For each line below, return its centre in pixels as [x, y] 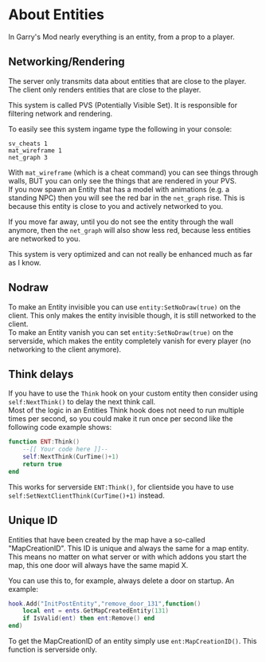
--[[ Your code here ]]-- [66, 449]
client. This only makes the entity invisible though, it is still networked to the [132, 315]
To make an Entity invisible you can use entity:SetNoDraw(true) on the [125, 307]
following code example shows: [60, 428]
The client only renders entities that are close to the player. [105, 89]
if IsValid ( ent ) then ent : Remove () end [89, 619]
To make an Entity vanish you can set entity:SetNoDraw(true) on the [121, 332]
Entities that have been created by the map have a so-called [107, 539]
